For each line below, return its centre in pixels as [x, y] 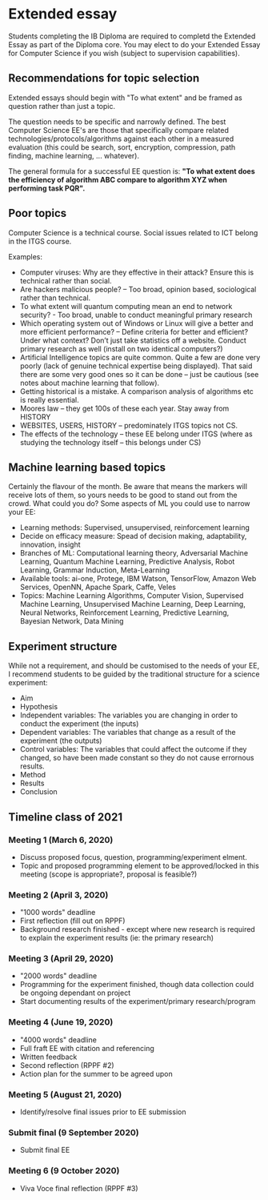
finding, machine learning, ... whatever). [74, 155]
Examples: [25, 256]
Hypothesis [39, 707]
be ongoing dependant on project [75, 993]
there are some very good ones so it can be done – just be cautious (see [139, 374]
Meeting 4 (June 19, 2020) [61, 1022]
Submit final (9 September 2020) [74, 1132]
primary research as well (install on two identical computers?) [121, 348]
